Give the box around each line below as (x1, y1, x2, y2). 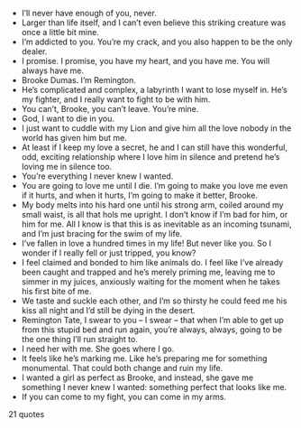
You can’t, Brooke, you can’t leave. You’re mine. (21, 104, 199, 114)
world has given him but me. (21, 133, 127, 143)
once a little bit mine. (21, 27, 100, 37)
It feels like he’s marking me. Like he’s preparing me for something (21, 353, 268, 364)
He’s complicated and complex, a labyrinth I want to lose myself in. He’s (21, 85, 287, 95)
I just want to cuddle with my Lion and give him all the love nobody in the (21, 123, 292, 134)
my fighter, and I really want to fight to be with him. (21, 94, 211, 105)
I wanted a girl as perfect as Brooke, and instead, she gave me (21, 372, 254, 383)
